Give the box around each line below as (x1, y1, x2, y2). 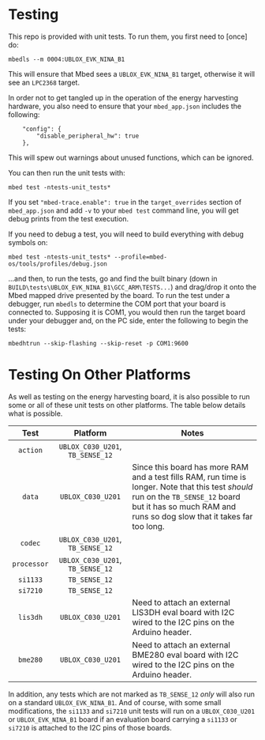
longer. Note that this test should (132, 481, 253, 492)
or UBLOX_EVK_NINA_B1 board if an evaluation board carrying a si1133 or (8, 714, 237, 724)
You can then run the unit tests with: (8, 168, 126, 177)
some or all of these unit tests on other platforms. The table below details (8, 400, 246, 410)
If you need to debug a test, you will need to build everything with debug (8, 229, 244, 239)
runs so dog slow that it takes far (132, 511, 253, 522)
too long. (132, 520, 165, 531)
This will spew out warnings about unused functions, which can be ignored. (8, 153, 254, 162)
